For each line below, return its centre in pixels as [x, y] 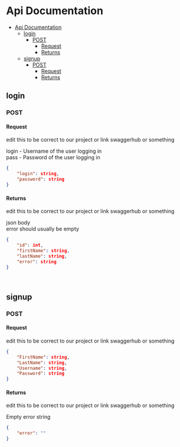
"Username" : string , [42, 368]
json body [18, 223]
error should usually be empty [43, 229]
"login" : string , [38, 174]
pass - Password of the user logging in [53, 157]
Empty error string [28, 417]
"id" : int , [30, 245]
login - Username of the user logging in [54, 151]
